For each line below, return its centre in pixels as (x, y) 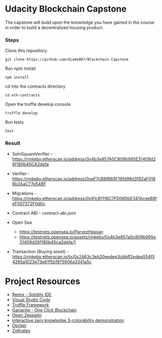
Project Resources (43, 281)
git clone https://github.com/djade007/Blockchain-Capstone (67, 60)
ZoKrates (21, 331)
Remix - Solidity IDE (32, 295)
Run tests (15, 122)
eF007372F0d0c (29, 203)
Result (13, 143)
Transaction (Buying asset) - (40, 251)
